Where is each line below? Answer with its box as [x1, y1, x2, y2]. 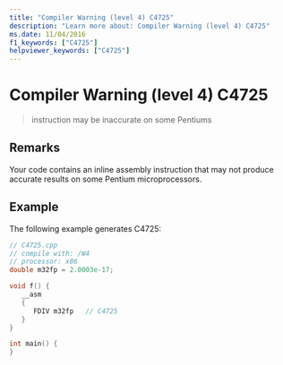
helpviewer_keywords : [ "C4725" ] [9, 47, 130, 55]
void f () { [9, 282, 50, 291]
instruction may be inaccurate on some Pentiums [30, 115, 212, 125]
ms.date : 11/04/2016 [9, 30, 87, 38]
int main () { [9, 339, 58, 349]
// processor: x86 [9, 257, 78, 267]
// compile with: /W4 [9, 249, 90, 258]
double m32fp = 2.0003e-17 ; [9, 266, 115, 275]
